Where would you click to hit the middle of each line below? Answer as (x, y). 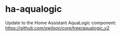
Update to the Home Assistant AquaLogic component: (61, 23)
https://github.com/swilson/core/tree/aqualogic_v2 (57, 28)
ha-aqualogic (33, 9)
